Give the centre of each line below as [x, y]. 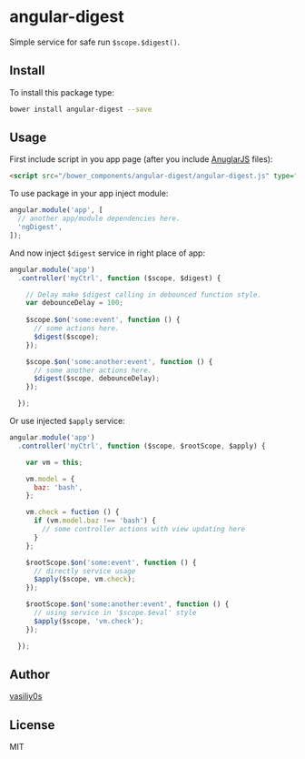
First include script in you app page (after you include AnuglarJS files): [141, 159]
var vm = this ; [54, 462]
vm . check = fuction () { [73, 512]
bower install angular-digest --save [81, 109]
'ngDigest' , [40, 228]
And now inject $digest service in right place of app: [108, 253]
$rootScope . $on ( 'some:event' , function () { [111, 562]
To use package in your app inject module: [89, 194]
